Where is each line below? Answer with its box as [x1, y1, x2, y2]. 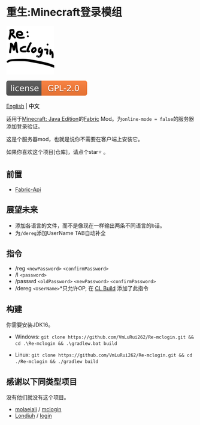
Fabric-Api [14, 186, 41, 193]
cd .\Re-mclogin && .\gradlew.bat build [14, 341, 117, 347]
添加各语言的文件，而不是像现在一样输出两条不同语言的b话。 [14, 222, 166, 229]
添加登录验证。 [6, 123, 43, 130]
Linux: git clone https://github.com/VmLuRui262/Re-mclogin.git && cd [14, 351, 193, 358]
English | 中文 [6, 102, 40, 109]
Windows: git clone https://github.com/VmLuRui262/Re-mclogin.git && [14, 333, 194, 340]
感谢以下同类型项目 [6, 376, 77, 387]
